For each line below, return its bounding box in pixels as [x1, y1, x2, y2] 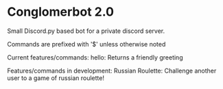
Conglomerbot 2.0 [7, 4, 115, 20]
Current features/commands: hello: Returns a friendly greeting [7, 53, 183, 62]
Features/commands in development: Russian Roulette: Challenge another [7, 66, 217, 75]
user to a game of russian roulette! [7, 73, 105, 82]
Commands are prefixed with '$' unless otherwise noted [7, 40, 166, 48]
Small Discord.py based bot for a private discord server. [7, 27, 165, 35]
